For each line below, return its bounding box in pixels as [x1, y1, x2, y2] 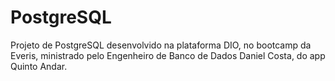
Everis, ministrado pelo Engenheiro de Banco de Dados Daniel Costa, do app [10, 49, 326, 61]
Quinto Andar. [10, 60, 68, 72]
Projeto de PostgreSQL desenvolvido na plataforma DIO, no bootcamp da [10, 39, 312, 51]
